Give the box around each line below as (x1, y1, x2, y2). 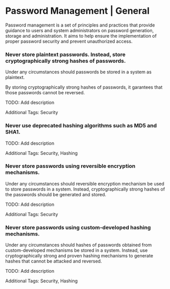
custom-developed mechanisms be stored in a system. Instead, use (5, 247, 148, 253)
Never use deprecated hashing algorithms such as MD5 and (5, 122, 157, 129)
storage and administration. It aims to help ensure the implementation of (5, 33, 157, 39)
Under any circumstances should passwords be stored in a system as (5, 69, 152, 75)
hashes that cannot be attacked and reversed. (5, 258, 102, 265)
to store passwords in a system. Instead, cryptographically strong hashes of (5, 186, 165, 192)
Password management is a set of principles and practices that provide (5, 22, 155, 28)
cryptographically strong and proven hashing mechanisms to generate (5, 253, 153, 259)
